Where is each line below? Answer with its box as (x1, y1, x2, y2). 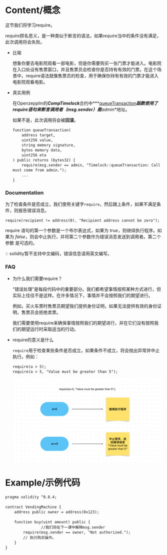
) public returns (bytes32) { (12, 157, 76, 162)
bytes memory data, (21, 147, 62, 152)
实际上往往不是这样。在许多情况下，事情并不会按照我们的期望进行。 (12, 292, 153, 298)
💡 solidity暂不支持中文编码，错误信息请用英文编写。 (5, 250, 112, 256)
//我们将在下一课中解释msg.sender (40, 525, 105, 530)
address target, (21, 132, 55, 137)
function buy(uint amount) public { (14, 519, 91, 525)
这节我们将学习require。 (5, 22, 55, 28)
